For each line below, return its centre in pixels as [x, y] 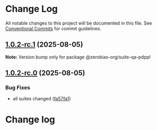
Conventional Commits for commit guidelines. [53, 28]
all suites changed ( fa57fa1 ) [42, 99]
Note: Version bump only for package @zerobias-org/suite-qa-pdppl [78, 57]
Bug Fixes [18, 88]
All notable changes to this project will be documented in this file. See [79, 23]
